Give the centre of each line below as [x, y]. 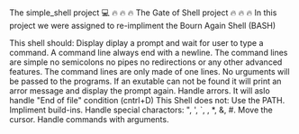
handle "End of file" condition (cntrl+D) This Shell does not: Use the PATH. [147, 100]
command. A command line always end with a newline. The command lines [149, 53]
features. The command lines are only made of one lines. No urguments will [149, 71]
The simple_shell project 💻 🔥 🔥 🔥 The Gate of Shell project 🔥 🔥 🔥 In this [143, 13]
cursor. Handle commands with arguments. [89, 119]
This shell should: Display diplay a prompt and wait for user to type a [136, 43]
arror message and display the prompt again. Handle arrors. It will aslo [140, 91]
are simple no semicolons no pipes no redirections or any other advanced [146, 62]
